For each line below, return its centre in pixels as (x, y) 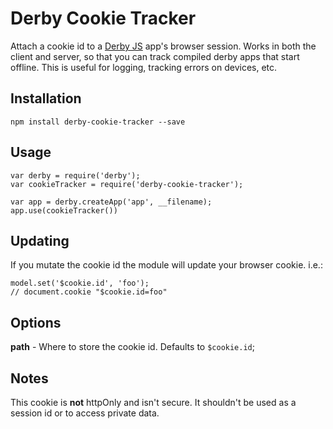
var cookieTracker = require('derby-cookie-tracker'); (127, 184)
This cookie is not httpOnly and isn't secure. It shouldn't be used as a (153, 402)
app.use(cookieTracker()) (64, 210)
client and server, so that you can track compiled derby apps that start (155, 56)
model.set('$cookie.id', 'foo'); (80, 283)
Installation (46, 98)
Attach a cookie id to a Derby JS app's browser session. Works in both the (163, 46)
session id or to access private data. (85, 413)
